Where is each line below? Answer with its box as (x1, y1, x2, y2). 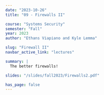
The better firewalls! (10, 63, 58, 69)
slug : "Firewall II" (5, 45, 50, 50)
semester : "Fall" (5, 26, 43, 31)
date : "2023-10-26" (5, 7, 47, 13)
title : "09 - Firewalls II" (5, 12, 66, 17)
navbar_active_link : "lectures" (5, 50, 74, 55)
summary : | (5, 59, 29, 64)
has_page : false (5, 82, 40, 87)
